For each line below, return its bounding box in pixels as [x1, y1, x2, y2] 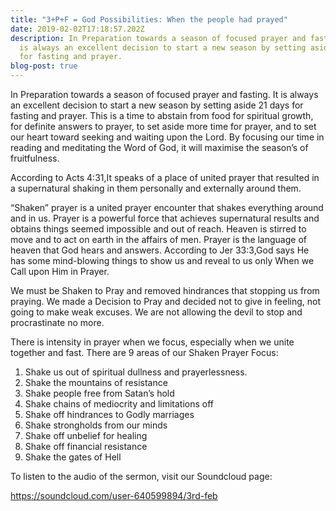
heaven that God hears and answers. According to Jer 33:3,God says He [10, 244, 310, 256]
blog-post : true [10, 61, 78, 71]
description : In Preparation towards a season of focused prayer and [10, 33, 307, 43]
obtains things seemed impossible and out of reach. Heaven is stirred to [10, 223, 307, 235]
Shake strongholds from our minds [24, 419, 168, 431]
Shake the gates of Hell [24, 451, 122, 463]
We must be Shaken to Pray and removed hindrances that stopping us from [10, 285, 320, 296]
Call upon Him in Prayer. [10, 266, 110, 277]
